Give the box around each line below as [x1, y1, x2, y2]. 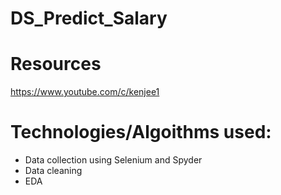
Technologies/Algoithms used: [10, 121, 272, 144]
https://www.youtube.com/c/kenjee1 [10, 86, 160, 98]
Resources [10, 53, 102, 76]
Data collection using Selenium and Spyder [24, 154, 203, 166]
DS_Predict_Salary [10, 7, 168, 30]
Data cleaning [24, 165, 83, 177]
